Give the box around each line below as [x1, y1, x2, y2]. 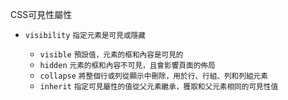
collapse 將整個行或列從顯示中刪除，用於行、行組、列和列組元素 [39, 71, 268, 81]
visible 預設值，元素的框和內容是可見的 [39, 50, 184, 60]
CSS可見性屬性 [10, 9, 73, 20]
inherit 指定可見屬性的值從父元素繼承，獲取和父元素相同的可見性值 [39, 82, 279, 92]
